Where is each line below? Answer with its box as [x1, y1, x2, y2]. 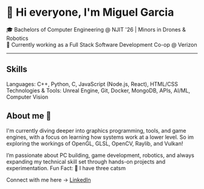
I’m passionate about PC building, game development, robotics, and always [6, 151, 194, 159]
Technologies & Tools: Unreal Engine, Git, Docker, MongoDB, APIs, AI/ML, [6, 87, 191, 94]
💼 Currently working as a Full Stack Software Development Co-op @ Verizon [6, 41, 197, 48]
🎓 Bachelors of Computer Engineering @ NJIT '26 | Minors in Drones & [6, 25, 186, 33]
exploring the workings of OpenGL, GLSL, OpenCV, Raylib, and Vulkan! [6, 139, 183, 147]
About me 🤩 [6, 111, 52, 121]
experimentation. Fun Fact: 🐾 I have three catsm [6, 164, 126, 171]
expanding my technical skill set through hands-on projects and [6, 157, 166, 165]
